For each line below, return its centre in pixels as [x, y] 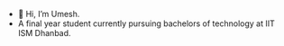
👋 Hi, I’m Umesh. [49, 14]
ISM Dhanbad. [44, 33]
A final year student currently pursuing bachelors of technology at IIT [146, 23]
